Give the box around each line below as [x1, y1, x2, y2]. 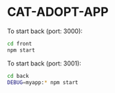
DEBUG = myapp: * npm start [7, 79, 79, 86]
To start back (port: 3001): [7, 59, 81, 68]
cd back [7, 72, 30, 79]
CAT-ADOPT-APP [7, 4, 109, 20]
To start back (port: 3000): [7, 27, 83, 35]
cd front [7, 40, 32, 47]
